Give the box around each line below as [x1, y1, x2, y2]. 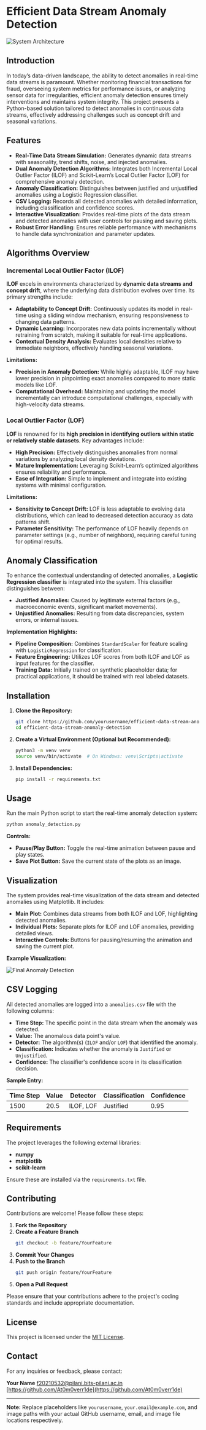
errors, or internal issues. [15, 616, 79, 624]
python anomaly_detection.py [6, 822, 81, 828]
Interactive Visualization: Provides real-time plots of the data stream [15, 210, 191, 218]
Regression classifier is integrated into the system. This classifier [6, 578, 173, 586]
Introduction [6, 55, 55, 66]
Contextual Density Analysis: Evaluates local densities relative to [15, 338, 182, 345]
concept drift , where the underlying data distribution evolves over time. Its [6, 287, 195, 294]
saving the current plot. [15, 943, 75, 950]
